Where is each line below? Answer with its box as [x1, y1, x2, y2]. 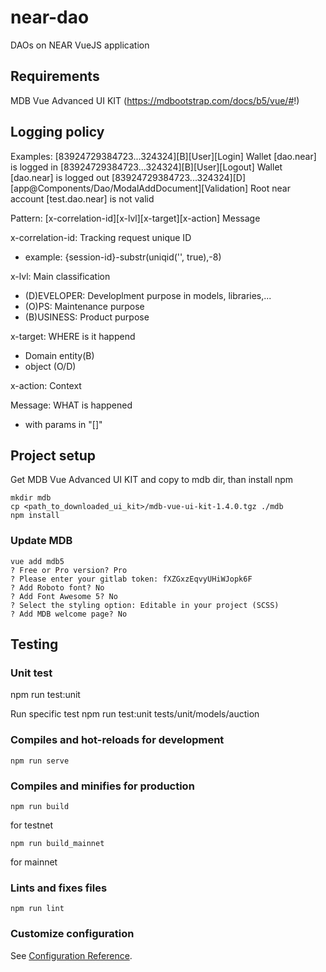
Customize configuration [10, 927, 135, 941]
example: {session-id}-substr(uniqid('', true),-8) [24, 251, 222, 263]
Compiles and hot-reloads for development [10, 733, 225, 747]
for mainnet [10, 856, 58, 868]
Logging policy [10, 124, 105, 141]
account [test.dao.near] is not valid [10, 192, 155, 205]
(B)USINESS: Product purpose [24, 311, 150, 323]
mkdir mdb [10, 493, 52, 503]
